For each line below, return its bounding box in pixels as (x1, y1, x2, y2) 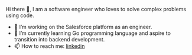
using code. (5, 12, 35, 19)
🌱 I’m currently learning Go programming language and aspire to (14, 30, 171, 37)
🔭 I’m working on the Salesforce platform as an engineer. (14, 24, 152, 30)
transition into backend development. (14, 36, 105, 43)
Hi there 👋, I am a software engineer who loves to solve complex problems (5, 6, 187, 12)
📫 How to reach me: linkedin (14, 43, 85, 50)
